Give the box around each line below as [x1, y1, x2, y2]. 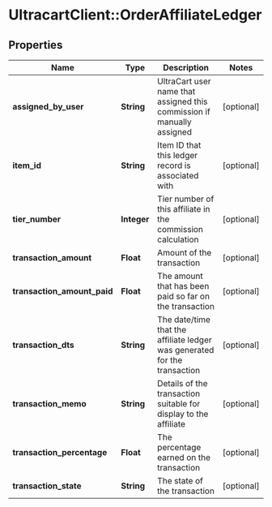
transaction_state [12, 480, 83, 492]
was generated [157, 345, 215, 355]
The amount [157, 270, 204, 281]
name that [157, 86, 196, 97]
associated [157, 170, 199, 181]
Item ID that [157, 140, 202, 151]
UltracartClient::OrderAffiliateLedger [8, 6, 262, 24]
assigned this [157, 96, 208, 107]
